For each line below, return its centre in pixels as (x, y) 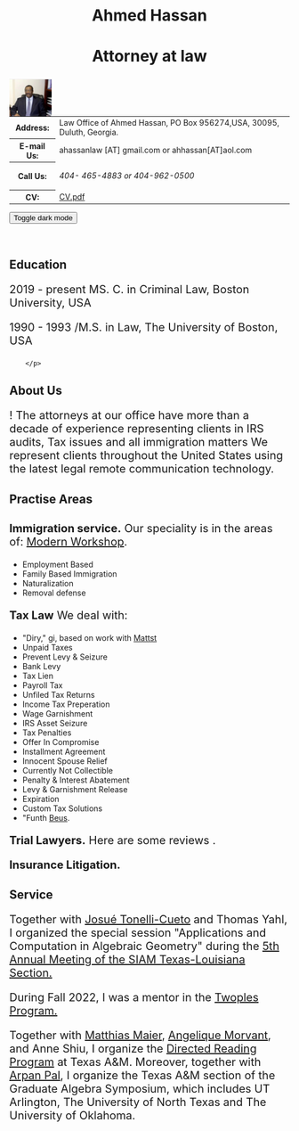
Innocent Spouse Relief (65, 761)
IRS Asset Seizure (55, 723)
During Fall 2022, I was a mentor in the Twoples (134, 998)
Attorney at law (149, 57)
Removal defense (54, 593)
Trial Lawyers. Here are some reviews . (113, 840)
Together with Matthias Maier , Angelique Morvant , (140, 1036)
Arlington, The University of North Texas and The (138, 1102)
